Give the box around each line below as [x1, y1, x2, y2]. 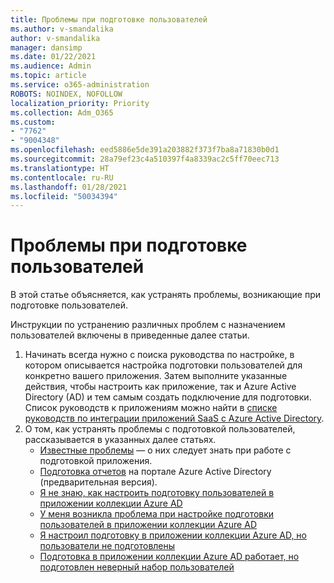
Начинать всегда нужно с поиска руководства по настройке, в [24, 349, 295, 361]
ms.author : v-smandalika [10, 24, 114, 34]
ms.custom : [10, 117, 56, 127]
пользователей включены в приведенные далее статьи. [10, 329, 250, 341]
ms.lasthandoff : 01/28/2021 [10, 182, 128, 192]
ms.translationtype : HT [10, 163, 110, 173]
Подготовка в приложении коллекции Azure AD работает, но [39, 551, 300, 563]
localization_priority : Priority [10, 98, 150, 108]
